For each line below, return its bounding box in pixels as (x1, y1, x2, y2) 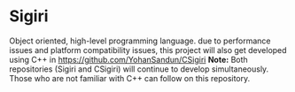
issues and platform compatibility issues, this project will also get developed (9, 44, 287, 55)
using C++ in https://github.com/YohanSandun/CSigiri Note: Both (9, 54, 248, 65)
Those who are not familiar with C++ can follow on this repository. (9, 73, 251, 83)
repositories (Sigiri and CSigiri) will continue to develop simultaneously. (9, 64, 269, 74)
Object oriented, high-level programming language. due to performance (9, 35, 272, 46)
